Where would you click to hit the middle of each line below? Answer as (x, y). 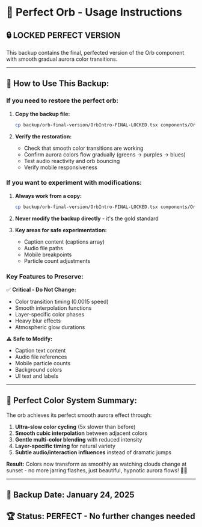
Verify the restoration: (43, 136)
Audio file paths (43, 248)
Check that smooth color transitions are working (84, 148)
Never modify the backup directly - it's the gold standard (87, 218)
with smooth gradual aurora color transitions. (62, 59)
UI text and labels (37, 376)
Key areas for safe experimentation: (61, 230)
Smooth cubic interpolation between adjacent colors (81, 433)
